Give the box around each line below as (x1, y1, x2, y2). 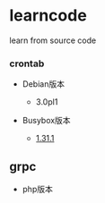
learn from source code (9, 35, 97, 46)
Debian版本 (22, 79, 66, 89)
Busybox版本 (22, 115, 71, 126)
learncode (9, 5, 87, 26)
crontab (9, 57, 45, 70)
